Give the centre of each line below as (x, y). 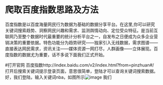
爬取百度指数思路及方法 (52, 10)
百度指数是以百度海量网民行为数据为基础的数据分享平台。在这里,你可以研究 (80, 24)
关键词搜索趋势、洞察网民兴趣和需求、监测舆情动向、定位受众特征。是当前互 (81, 30)
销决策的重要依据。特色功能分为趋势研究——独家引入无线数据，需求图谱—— (81, 42)
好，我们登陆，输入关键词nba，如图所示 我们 (58, 77)
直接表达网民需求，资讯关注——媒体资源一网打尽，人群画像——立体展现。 (79, 49)
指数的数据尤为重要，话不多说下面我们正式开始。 (58, 54)
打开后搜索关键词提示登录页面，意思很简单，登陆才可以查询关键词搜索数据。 (81, 71)
